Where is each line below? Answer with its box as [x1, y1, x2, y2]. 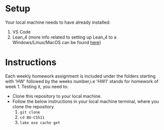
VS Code [12, 29, 31, 35]
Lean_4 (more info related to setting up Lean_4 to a [12, 34, 117, 40]
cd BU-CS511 [19, 115, 45, 120]
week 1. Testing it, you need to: [5, 84, 69, 89]
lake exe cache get [19, 120, 61, 125]
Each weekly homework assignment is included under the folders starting [5, 73, 156, 79]
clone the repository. [12, 103, 55, 109]
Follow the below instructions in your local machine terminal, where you [12, 98, 159, 104]
